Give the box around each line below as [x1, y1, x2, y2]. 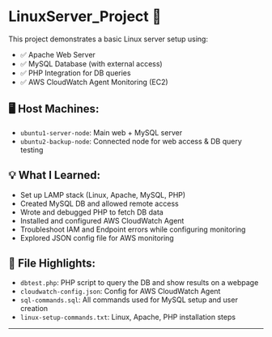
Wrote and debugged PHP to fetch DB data [19, 207, 164, 217]
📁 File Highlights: [8, 256, 96, 270]
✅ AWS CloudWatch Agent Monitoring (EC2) [19, 77, 168, 87]
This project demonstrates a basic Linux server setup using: [8, 34, 209, 44]
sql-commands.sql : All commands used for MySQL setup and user [19, 295, 239, 305]
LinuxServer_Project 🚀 [8, 7, 162, 26]
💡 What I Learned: [8, 168, 101, 182]
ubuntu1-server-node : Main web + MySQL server [19, 127, 183, 137]
